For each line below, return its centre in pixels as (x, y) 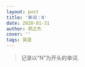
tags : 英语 (19, 40)
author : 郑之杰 (24, 29)
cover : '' (19, 34)
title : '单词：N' (27, 18)
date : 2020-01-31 (28, 23)
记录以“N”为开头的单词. (50, 58)
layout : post (23, 12)
